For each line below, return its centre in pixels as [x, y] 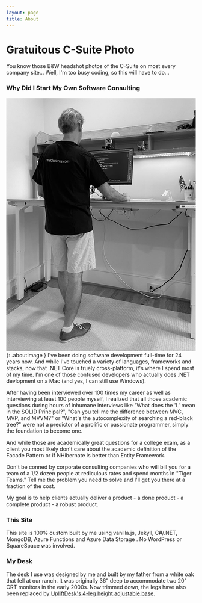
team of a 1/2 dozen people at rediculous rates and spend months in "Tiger [99, 473]
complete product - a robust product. [52, 504]
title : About [23, 19]
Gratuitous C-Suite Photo [70, 50]
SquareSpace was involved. [41, 546]
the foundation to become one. [44, 431]
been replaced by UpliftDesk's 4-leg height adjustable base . [81, 593]
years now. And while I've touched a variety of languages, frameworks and [99, 362]
